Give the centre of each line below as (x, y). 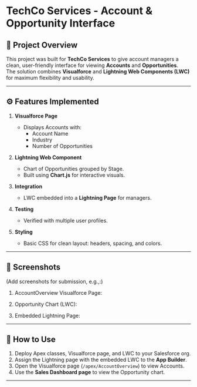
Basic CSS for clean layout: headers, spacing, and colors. (93, 243)
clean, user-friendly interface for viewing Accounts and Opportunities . (92, 65)
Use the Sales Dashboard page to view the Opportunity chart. (90, 372)
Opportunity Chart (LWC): (46, 304)
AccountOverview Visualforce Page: (58, 292)
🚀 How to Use (31, 340)
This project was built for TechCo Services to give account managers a (92, 59)
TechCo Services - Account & (79, 11)
